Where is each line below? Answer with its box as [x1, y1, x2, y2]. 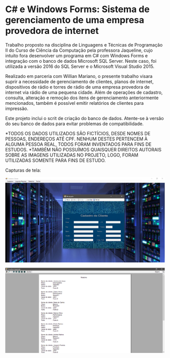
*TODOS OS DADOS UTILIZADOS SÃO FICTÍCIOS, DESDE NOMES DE [5, 130, 151, 136]
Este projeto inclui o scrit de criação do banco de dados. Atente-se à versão [5, 115, 164, 121]
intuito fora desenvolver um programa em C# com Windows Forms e [5, 52, 148, 59]
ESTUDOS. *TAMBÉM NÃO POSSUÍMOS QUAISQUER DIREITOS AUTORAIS [5, 146, 162, 152]
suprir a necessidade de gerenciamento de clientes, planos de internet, [5, 78, 154, 85]
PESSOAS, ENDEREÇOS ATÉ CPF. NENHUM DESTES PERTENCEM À [5, 136, 148, 142]
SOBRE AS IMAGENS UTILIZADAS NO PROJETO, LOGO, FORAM [5, 152, 139, 158]
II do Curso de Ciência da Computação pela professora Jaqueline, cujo [5, 47, 153, 53]
